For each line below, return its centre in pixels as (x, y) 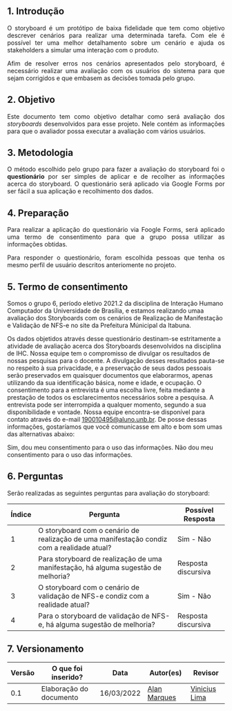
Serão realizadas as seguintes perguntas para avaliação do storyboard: (108, 493)
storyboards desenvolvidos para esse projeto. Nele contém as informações (116, 124)
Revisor (206, 672)
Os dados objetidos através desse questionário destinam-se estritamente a (114, 339)
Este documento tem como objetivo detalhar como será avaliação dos (116, 116)
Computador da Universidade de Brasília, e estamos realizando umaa (106, 311)
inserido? (67, 677)
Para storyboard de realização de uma (100, 558)
